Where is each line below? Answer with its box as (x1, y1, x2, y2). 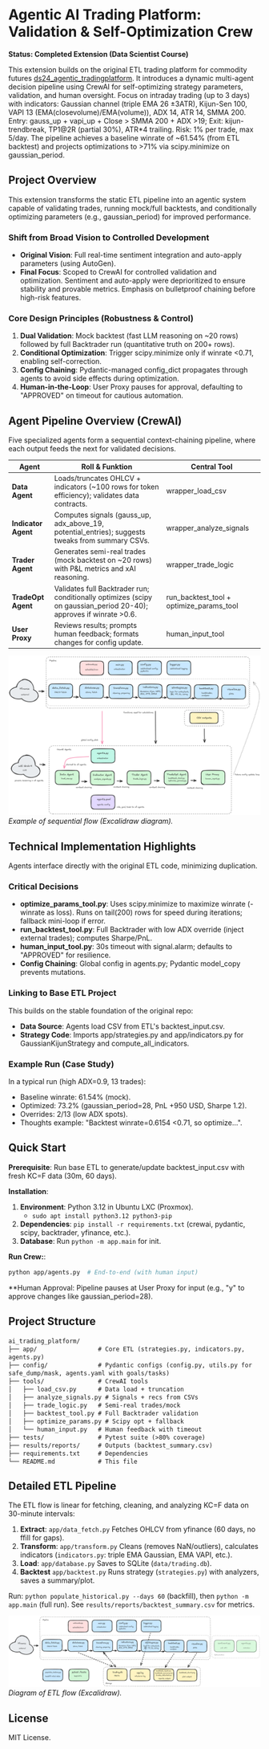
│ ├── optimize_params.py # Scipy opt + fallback (8, 1417, 184, 1425)
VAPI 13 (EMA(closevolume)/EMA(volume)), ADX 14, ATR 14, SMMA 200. (8, 107, 247, 117)
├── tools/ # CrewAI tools (8, 1377, 149, 1385)
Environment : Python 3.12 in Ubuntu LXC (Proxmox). (19, 1202, 194, 1212)
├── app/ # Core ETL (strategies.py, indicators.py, (8, 1345, 246, 1353)
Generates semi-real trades (54, 547, 147, 556)
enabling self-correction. (19, 357, 102, 366)
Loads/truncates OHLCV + (54, 473, 142, 483)
